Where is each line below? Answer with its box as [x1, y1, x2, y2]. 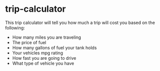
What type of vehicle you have [12, 60, 74, 66]
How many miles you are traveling [12, 34, 81, 40]
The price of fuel [12, 39, 47, 45]
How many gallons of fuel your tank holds [12, 45, 97, 50]
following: [5, 24, 25, 30]
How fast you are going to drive [12, 55, 76, 61]
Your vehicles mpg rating [12, 50, 63, 56]
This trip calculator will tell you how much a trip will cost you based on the [5, 20, 155, 25]
